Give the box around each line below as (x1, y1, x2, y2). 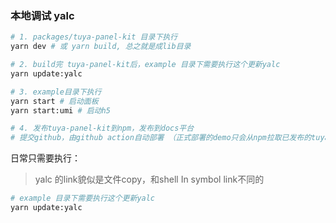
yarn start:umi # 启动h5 (10, 105, 111, 116)
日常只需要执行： (10, 152, 81, 164)
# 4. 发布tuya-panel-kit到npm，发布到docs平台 (10, 123, 195, 134)
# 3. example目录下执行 (10, 87, 102, 97)
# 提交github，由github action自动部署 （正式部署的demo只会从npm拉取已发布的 (10, 133, 312, 143)
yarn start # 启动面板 (10, 96, 99, 106)
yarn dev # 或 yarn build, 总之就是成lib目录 (10, 42, 192, 52)
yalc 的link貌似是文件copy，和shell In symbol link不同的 (34, 173, 265, 186)
